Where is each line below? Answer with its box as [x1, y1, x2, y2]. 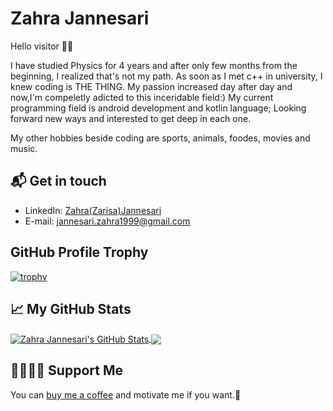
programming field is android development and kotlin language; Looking [10, 102, 307, 114]
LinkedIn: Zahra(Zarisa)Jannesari [24, 204, 162, 216]
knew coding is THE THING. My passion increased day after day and [10, 80, 293, 92]
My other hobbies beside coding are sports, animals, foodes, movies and [10, 132, 311, 144]
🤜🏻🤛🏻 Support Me [10, 362, 123, 379]
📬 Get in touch [10, 173, 107, 190]
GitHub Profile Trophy [10, 244, 149, 261]
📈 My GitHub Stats [10, 300, 132, 317]
